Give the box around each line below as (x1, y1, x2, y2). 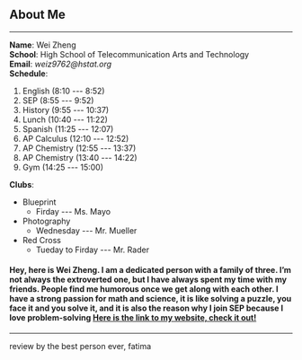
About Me (9, 7, 66, 22)
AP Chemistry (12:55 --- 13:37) (22, 143, 137, 154)
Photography (22, 215, 71, 226)
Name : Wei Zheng (9, 40, 76, 50)
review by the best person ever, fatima (9, 341, 152, 352)
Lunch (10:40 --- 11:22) (22, 114, 108, 125)
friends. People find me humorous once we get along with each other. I (9, 284, 279, 294)
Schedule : (9, 67, 49, 79)
